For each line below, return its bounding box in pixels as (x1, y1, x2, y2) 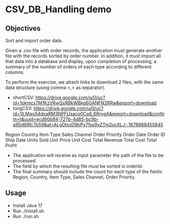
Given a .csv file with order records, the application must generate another (5, 48, 162, 53)
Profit (5, 142, 17, 148)
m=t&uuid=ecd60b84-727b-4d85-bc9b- (12, 116, 99, 122)
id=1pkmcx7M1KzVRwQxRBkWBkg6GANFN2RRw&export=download (12, 100, 157, 106)
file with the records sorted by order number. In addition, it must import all (5, 53, 161, 59)
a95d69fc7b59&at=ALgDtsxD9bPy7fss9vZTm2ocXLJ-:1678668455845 (12, 122, 164, 127)
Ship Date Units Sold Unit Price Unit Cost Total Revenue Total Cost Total (5, 137, 157, 143)
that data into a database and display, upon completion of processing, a (5, 58, 157, 64)
